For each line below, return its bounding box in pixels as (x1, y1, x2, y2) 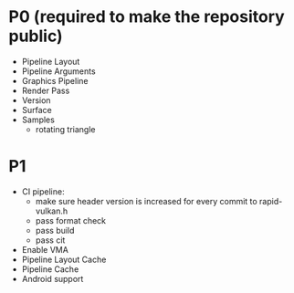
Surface (21, 104, 52, 115)
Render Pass (21, 85, 70, 96)
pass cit (35, 235, 66, 246)
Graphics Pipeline (21, 75, 89, 86)
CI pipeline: (21, 185, 65, 197)
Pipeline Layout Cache (21, 254, 107, 265)
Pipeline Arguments (21, 66, 97, 77)
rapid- (258, 195, 283, 206)
